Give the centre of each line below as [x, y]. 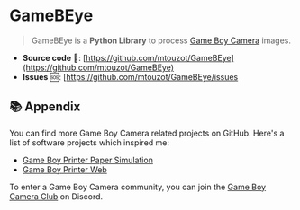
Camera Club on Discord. [56, 196]
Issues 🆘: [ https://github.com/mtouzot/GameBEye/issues [130, 76]
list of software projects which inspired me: [89, 142]
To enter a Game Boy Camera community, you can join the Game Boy [138, 187]
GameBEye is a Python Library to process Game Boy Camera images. [161, 40]
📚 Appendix [45, 107]
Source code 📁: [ [54, 57]
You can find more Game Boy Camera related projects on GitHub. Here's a [147, 133]
